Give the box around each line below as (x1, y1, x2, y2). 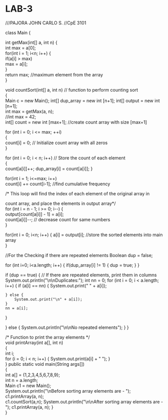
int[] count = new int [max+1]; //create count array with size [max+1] (5, 119, 147, 125)
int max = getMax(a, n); (5, 108, 54, 114)
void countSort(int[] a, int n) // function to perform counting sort (5, 87, 138, 93)
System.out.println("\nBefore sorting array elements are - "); (5, 388, 131, 394)
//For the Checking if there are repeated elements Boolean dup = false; (5, 252, 153, 258)
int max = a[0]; (5, 45, 36, 51)
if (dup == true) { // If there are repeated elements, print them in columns (5, 272, 157, 278)
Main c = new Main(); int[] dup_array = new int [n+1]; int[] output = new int (5, 97, 160, 104)
